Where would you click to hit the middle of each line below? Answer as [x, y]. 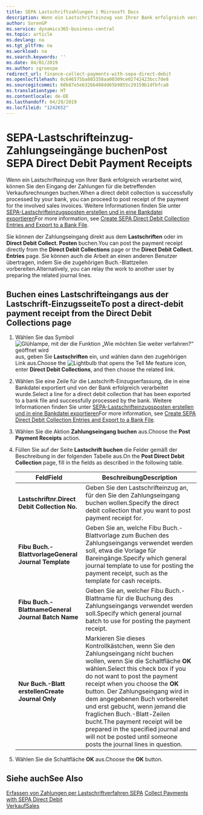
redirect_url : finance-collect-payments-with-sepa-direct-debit [89, 74]
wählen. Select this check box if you [136, 668]
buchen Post [137, 150]
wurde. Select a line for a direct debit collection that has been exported [103, 394]
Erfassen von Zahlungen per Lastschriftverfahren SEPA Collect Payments [97, 793]
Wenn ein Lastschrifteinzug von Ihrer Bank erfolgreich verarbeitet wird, [95, 180]
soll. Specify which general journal [134, 613]
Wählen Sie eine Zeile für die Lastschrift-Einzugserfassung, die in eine [102, 381]
